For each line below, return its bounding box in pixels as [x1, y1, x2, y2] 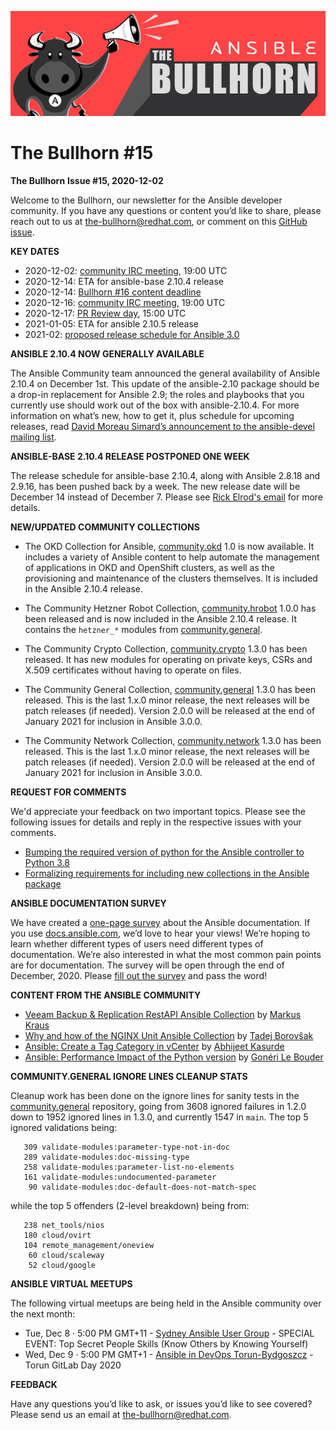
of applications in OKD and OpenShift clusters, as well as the [24, 561, 275, 573]
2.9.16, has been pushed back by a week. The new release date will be [10, 480, 301, 492]
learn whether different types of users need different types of [10, 937, 264, 950]
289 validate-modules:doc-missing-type [23, 1152, 190, 1162]
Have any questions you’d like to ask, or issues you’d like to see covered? [10, 1397, 313, 1410]
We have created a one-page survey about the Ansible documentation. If [10, 916, 311, 928]
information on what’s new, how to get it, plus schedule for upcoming [10, 409, 295, 421]
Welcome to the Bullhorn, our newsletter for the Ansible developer [10, 194, 283, 206]
